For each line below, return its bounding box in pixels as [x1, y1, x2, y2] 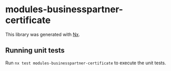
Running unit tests [5, 46, 65, 55]
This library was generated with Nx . [5, 31, 80, 37]
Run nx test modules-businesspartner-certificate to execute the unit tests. [5, 60, 166, 66]
